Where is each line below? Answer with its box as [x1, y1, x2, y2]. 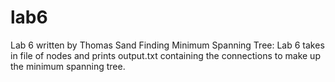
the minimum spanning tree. [10, 60, 126, 72]
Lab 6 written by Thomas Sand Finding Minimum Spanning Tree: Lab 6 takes [10, 39, 325, 51]
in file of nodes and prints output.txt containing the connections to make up [10, 49, 321, 61]
